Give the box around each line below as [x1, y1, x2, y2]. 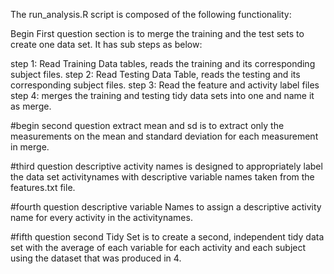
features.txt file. [10, 182, 76, 193]
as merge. [10, 100, 52, 112]
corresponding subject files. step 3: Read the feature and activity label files [10, 79, 320, 91]
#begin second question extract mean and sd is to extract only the [10, 120, 285, 131]
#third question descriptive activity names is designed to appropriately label [10, 160, 323, 172]
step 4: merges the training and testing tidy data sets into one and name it [10, 90, 315, 101]
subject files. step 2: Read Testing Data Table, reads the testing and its [10, 69, 301, 80]
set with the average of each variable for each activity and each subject [10, 242, 307, 253]
